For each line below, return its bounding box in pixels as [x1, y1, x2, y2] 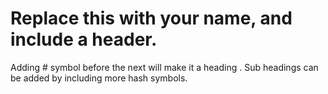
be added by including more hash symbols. [10, 72, 188, 84]
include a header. [10, 28, 158, 51]
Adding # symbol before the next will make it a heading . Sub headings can [10, 61, 319, 73]
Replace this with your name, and [10, 7, 293, 30]
